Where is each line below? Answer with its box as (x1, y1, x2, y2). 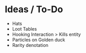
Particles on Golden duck (12, 37, 66, 43)
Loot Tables (12, 25, 37, 32)
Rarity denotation (12, 42, 49, 48)
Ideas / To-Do (5, 4, 63, 15)
